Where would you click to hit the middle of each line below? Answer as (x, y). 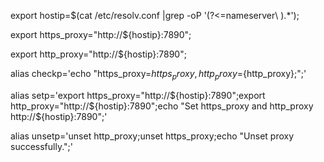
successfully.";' (41, 146)
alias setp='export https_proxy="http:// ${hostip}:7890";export (138, 95)
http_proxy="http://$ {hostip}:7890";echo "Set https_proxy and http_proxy (162, 106)
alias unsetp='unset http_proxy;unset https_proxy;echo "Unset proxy (152, 136)
